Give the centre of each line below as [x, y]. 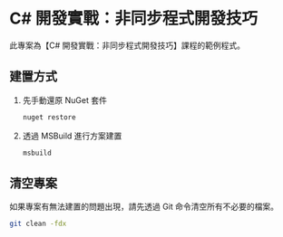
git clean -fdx [38, 224]
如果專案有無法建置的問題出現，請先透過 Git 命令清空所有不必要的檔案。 [144, 207]
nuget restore [49, 117]
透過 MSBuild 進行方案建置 [72, 136]
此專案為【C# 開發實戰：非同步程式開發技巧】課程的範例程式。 [127, 45]
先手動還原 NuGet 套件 [64, 100]
